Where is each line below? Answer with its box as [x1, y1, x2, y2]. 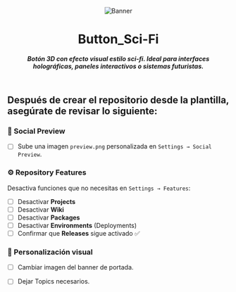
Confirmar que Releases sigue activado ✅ [17, 229, 140, 237]
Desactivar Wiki [17, 205, 65, 214]
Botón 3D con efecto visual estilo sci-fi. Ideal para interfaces [27, 54, 210, 63]
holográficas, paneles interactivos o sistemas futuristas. [32, 62, 204, 70]
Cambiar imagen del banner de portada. [17, 263, 134, 272]
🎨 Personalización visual [7, 247, 93, 257]
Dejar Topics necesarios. [17, 277, 90, 286]
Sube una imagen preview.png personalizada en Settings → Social [17, 142, 212, 151]
